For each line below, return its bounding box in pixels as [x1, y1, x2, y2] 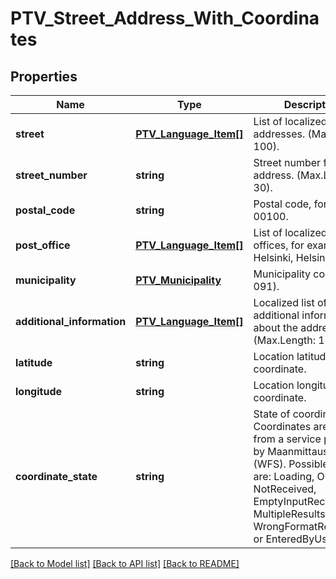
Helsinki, [253, 251, 294, 264]
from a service [253, 432, 322, 446]
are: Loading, [253, 470, 315, 483]
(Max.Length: [253, 333, 316, 347]
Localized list [253, 296, 315, 309]
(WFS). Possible [253, 457, 329, 471]
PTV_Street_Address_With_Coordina [10, 7, 320, 30]
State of [253, 407, 291, 421]
